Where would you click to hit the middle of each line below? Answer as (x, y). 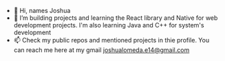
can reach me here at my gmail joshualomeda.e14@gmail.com (101, 50)
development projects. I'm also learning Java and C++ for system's (109, 25)
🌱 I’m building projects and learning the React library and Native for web (116, 18)
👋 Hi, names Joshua (42, 11)
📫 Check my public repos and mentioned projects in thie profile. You (111, 40)
